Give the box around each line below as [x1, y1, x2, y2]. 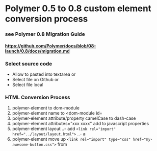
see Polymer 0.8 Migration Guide [5, 31, 85, 38]
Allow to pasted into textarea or [12, 71, 76, 77]
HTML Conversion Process [5, 94, 70, 101]
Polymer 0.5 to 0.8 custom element [5, 3, 152, 14]
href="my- [132, 137, 153, 142]
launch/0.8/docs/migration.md [5, 48, 70, 54]
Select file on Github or [12, 77, 59, 82]
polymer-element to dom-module [12, 105, 80, 111]
